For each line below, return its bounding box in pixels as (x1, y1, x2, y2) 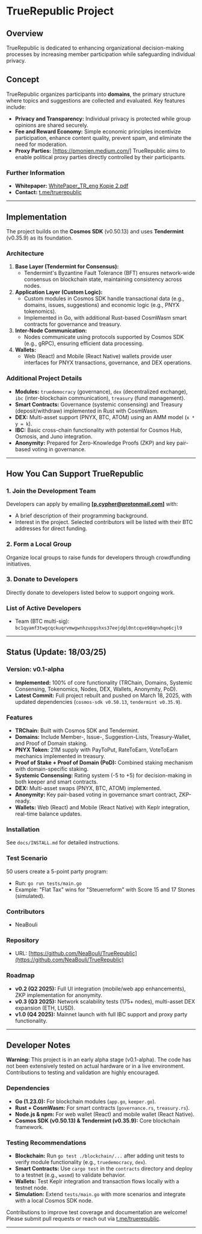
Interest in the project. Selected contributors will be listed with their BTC (14, 519, 194, 526)
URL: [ (14, 950, 31, 957)
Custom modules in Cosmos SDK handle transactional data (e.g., (23, 295, 185, 302)
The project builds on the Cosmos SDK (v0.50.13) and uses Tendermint (6, 227, 184, 235)
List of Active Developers (6, 604, 82, 612)
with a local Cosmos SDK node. (14, 1197, 93, 1204)
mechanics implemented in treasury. (14, 753, 105, 760)
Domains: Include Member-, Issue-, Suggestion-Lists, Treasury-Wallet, (14, 733, 191, 741)
